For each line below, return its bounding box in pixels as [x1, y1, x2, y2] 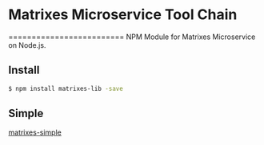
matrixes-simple [8, 127, 62, 137]
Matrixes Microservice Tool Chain [8, 6, 238, 24]
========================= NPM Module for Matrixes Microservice [8, 32, 256, 41]
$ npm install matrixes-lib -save [8, 84, 124, 92]
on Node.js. [8, 40, 46, 49]
